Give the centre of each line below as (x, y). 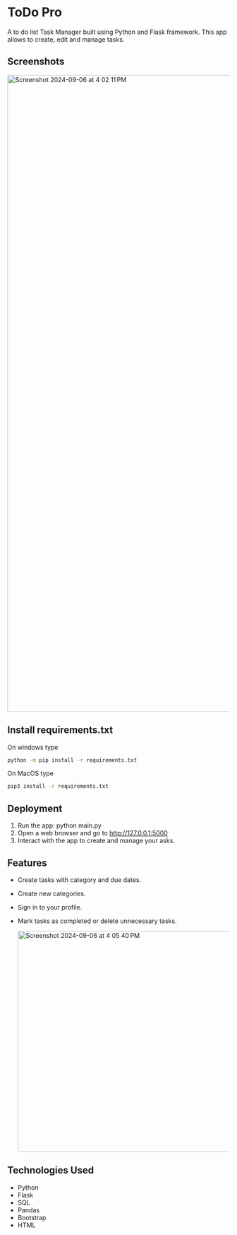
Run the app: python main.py (60, 825)
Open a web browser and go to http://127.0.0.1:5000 (92, 833)
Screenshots (36, 62)
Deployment (35, 808)
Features (27, 863)
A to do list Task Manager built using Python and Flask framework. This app (117, 32)
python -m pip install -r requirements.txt (72, 760)
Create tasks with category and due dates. (79, 880)
